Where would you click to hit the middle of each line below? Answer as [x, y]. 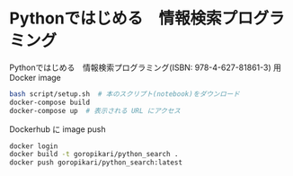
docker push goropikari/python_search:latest [96, 163]
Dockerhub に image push [58, 129]
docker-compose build [50, 102]
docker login [34, 146]
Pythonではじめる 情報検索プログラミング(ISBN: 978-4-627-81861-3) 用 [145, 67]
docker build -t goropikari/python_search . [94, 154]
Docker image [35, 77]
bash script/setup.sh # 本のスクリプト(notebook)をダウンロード [124, 94]
